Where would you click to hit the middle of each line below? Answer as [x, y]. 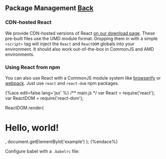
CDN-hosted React [28, 22]
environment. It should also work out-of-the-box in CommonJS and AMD [80, 49]
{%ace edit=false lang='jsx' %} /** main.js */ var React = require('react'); [80, 93]
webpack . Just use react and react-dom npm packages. [62, 83]
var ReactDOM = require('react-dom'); [44, 98]
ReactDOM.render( [24, 108]
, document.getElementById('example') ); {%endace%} [62, 142]
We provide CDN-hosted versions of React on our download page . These [80, 33]
